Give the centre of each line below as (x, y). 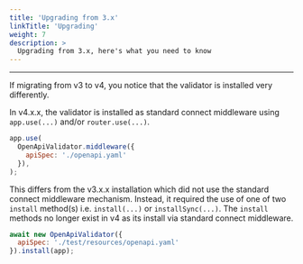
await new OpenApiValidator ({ (66, 234)
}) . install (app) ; (42, 251)
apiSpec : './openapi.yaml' (76, 155)
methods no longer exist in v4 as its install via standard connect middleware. (151, 218)
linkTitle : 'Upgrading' (54, 26)
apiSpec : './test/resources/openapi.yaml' (98, 243)
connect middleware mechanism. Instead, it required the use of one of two (148, 198)
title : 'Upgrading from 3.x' (64, 18)
